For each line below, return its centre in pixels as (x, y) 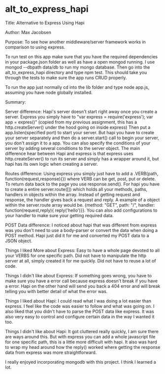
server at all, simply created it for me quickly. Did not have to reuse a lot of (81, 261)
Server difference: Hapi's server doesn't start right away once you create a (81, 112)
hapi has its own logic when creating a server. (52, 164)
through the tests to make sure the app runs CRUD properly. (66, 77)
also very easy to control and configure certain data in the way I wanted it (80, 316)
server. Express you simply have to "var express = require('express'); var (79, 116)
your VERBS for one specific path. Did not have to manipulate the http (76, 256)
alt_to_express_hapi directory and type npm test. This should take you (76, 72)
